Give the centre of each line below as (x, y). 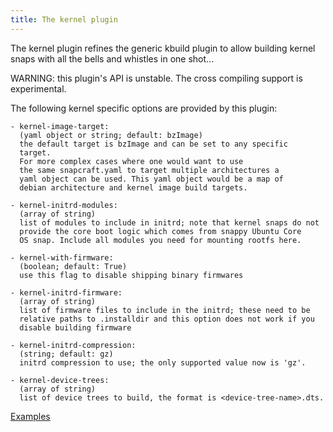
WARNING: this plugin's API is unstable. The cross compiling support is (156, 78)
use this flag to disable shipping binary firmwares (131, 275)
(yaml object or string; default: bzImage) (111, 135)
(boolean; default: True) (73, 266)
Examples (30, 416)
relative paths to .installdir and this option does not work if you (167, 319)
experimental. (38, 88)
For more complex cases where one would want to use (131, 161)
